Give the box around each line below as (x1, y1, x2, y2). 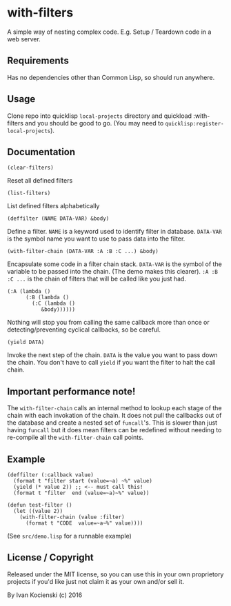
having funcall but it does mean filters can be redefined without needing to (7, 426, 222, 434)
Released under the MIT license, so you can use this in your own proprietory (7, 570, 224, 578)
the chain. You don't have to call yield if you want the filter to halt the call (7, 358, 216, 367)
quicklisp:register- (165, 120, 224, 127)
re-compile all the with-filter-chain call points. (7, 433, 144, 442)
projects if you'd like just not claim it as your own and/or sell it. (7, 577, 185, 585)
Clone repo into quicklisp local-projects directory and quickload (7, 112, 192, 120)
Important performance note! (7, 385, 136, 397)
